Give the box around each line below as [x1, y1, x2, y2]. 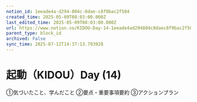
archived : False [6, 36, 46, 42]
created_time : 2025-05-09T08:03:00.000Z [6, 14, 107, 20]
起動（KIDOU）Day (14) [6, 69, 121, 82]
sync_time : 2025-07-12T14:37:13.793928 [6, 42, 104, 47]
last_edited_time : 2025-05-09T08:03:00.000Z [6, 19, 117, 25]
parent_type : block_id [6, 30, 62, 36]
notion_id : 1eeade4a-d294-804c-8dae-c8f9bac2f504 [6, 8, 130, 15]
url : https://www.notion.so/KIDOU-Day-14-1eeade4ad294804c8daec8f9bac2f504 [6, 25, 195, 31]
